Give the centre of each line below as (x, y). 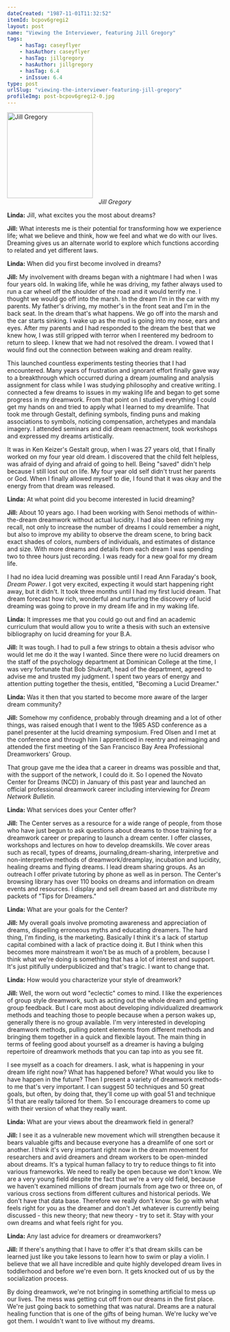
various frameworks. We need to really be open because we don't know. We (115, 1172)
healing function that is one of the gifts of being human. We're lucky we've (112, 1313)
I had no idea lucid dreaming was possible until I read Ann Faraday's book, (112, 577)
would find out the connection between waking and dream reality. (100, 350)
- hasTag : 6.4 (39, 71)
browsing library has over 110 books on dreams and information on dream (111, 882)
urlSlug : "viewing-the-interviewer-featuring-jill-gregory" (95, 90)
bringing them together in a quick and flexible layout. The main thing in (107, 1037)
